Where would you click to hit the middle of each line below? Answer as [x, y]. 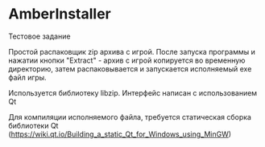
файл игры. [27, 77]
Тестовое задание [39, 36]
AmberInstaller [60, 14]
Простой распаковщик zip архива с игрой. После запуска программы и [132, 51]
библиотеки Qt [33, 125]
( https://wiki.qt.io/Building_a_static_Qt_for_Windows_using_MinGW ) [120, 134]
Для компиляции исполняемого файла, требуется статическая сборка [130, 116]
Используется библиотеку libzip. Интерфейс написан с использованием [133, 92]
